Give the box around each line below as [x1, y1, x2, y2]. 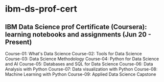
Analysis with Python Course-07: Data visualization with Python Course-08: [5, 66, 158, 72]
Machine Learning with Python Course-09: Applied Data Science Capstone [5, 71, 157, 77]
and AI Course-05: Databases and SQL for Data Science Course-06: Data [5, 61, 153, 66]
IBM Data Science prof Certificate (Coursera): [5, 23, 147, 31]
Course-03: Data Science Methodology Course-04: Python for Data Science [5, 56, 159, 62]
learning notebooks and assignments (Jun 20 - [5, 30, 151, 38]
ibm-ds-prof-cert [5, 3, 77, 15]
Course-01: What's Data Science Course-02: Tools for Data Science [5, 51, 142, 56]
